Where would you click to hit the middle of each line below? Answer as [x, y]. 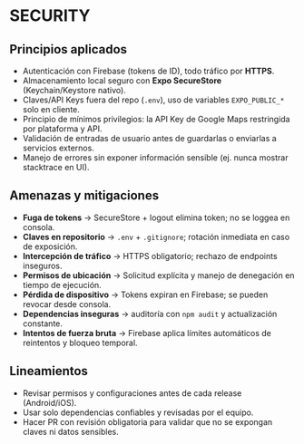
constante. [43, 323]
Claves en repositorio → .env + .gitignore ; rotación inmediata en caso [156, 236]
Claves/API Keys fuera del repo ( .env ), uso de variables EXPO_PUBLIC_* [153, 100]
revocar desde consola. [67, 304]
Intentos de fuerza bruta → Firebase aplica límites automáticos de [147, 333]
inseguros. [42, 265]
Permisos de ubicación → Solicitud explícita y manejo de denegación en [158, 275]
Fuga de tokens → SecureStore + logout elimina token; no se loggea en [156, 217]
